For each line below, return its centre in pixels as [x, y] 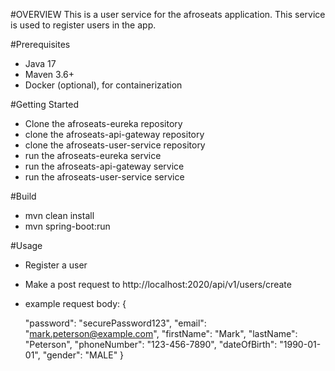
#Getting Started [44, 104]
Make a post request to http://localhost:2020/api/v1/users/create [158, 284]
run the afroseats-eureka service [93, 155]
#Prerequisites [40, 44]
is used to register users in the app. [83, 25]
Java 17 [40, 63]
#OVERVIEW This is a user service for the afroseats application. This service [168, 14]
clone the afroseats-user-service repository [115, 145]
